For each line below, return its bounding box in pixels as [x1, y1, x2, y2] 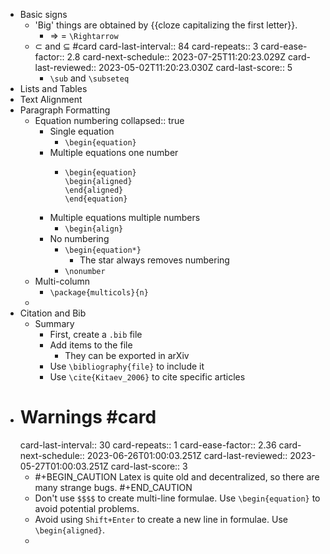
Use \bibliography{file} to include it [49, 360, 205, 372]
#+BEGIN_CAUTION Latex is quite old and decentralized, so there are [34, 470, 320, 483]
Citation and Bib [19, 307, 87, 319]
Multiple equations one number [49, 147, 179, 158]
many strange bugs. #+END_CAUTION [34, 481, 193, 493]
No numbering [49, 233, 110, 244]
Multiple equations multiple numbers [49, 212, 201, 223]
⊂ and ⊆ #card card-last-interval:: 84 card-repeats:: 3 [34, 40, 259, 52]
